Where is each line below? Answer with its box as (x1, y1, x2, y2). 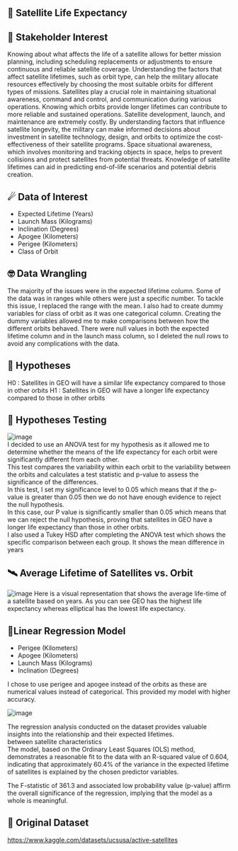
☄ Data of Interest (7, 190, 89, 202)
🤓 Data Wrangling (7, 268, 87, 280)
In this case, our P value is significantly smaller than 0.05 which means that (7, 508, 227, 517)
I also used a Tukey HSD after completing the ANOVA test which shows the (7, 530, 226, 539)
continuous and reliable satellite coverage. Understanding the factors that (7, 65, 222, 74)
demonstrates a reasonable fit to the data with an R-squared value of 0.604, (7, 753, 229, 761)
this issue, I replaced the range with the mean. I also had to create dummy (7, 302, 223, 310)
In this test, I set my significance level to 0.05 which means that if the (7, 486, 209, 494)
